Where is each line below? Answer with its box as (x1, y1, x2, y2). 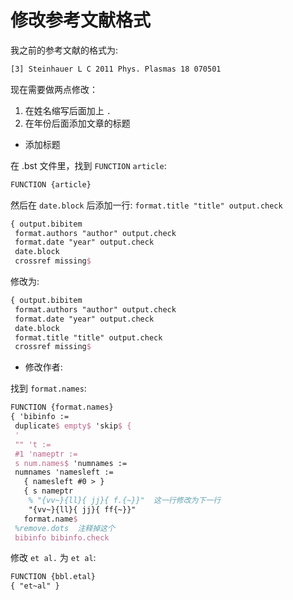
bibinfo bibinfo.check (14, 532, 110, 543)
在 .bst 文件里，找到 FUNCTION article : (10, 159, 167, 171)
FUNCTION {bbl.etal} (10, 572, 97, 582)
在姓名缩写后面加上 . (24, 104, 112, 116)
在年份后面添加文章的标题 (24, 117, 131, 129)
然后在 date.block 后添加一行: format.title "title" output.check (10, 199, 283, 211)
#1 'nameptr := (14, 449, 78, 459)
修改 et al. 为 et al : (10, 552, 97, 564)
